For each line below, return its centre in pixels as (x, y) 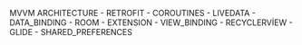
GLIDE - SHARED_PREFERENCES (71, 32)
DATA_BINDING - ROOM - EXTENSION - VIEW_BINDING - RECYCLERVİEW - (151, 22)
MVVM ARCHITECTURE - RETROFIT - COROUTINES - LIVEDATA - (133, 13)
